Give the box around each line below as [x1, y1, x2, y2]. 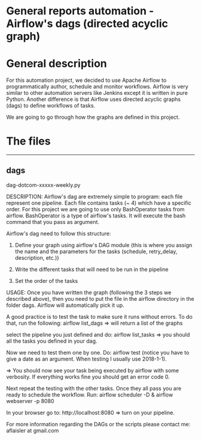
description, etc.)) [14, 254, 59, 261]
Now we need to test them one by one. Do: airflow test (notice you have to [6, 349, 190, 356]
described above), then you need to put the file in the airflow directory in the [6, 295, 194, 302]
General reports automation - [6, 4, 154, 18]
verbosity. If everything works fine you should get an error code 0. [6, 373, 170, 380]
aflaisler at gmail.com [6, 427, 59, 434]
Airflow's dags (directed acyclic [6, 17, 169, 30]
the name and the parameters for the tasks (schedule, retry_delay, [14, 248, 178, 255]
